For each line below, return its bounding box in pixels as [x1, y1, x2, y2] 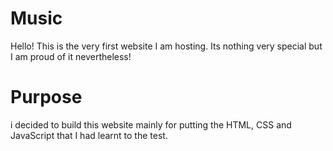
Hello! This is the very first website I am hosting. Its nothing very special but [10, 40, 323, 52]
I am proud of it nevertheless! [10, 50, 132, 62]
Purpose [10, 86, 83, 109]
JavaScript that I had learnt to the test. [10, 129, 168, 141]
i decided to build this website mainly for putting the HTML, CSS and [10, 118, 292, 131]
